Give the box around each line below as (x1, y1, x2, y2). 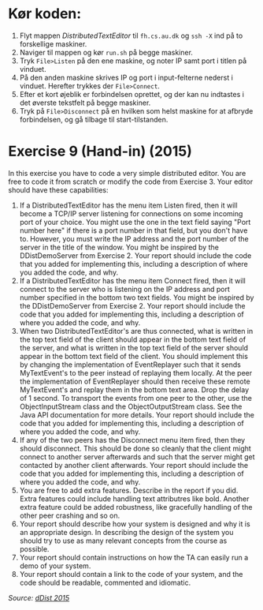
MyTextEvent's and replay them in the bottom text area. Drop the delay (19, 384, 250, 395)
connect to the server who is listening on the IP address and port (19, 284, 230, 294)
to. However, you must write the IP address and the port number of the (19, 234, 250, 243)
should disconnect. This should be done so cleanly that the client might (19, 443, 252, 453)
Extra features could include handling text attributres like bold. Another (19, 494, 250, 503)
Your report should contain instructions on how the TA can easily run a (19, 552, 249, 562)
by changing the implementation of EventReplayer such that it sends (19, 360, 242, 369)
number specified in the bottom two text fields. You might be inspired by (19, 293, 254, 302)
